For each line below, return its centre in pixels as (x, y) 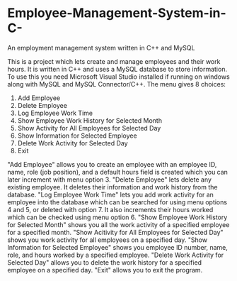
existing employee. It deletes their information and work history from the (112, 187)
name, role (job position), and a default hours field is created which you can (118, 172)
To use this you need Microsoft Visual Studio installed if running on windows (118, 77)
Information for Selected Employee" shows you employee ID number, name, (117, 247)
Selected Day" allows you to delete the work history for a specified (105, 262)
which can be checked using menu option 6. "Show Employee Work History (117, 217)
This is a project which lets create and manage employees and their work (114, 61)
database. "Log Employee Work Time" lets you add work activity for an (111, 194)
